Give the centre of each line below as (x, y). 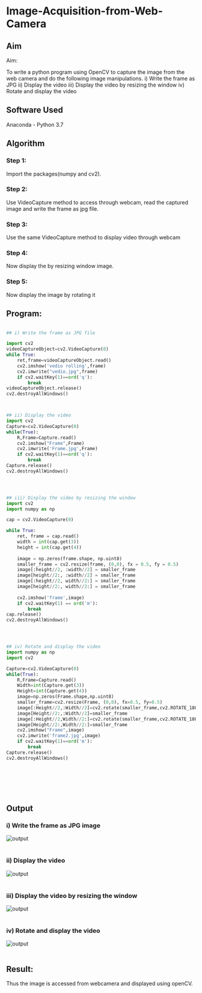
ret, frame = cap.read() (48, 536)
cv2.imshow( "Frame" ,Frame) (51, 443)
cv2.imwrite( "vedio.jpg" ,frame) (57, 371)
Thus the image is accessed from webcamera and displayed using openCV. (100, 983)
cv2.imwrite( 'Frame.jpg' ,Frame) (57, 449)
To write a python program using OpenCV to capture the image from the (96, 72)
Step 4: (17, 253)
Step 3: (17, 224)
